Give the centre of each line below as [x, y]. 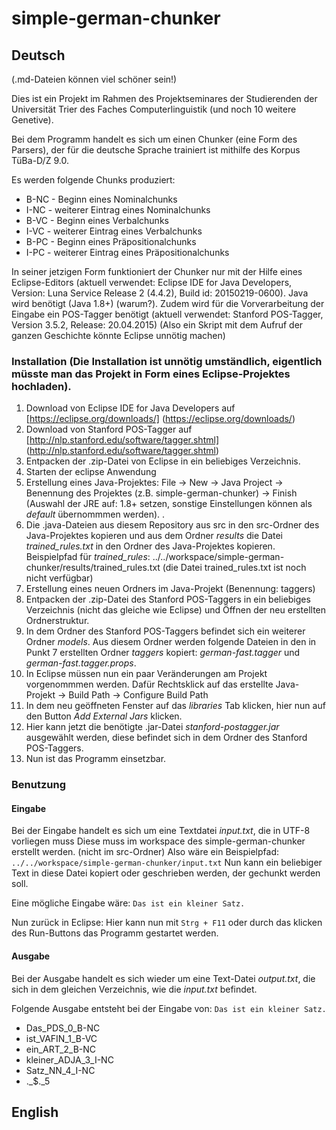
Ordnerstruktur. [57, 621]
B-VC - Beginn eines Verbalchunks [97, 220]
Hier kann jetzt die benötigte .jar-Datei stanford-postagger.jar [152, 727]
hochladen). [41, 386]
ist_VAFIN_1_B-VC [61, 1038]
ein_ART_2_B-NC [61, 1049]
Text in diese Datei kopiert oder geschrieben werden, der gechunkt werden [166, 873]
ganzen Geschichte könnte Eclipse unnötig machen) [118, 335]
